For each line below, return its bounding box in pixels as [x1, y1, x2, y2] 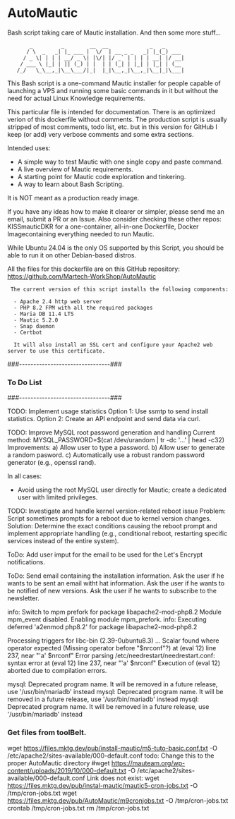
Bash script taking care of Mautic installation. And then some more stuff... [7, 28, 221, 37]
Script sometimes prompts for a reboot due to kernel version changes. [7, 514, 212, 523]
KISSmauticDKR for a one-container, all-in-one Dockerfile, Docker [7, 222, 199, 231]
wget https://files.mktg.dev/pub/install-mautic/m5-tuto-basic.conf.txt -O [7, 744, 217, 752]
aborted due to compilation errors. [7, 667, 107, 675]
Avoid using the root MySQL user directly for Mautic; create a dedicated [17, 485, 227, 495]
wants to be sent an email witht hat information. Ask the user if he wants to [7, 579, 224, 588]
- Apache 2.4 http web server [13, 298, 102, 305]
